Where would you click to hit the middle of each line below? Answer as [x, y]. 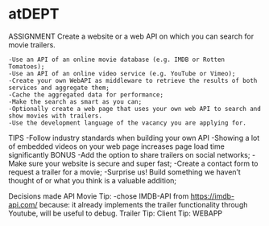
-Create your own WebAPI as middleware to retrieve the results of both [133, 80]
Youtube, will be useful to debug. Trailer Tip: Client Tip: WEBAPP [116, 213]
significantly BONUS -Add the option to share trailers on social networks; [129, 154]
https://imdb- [213, 196]
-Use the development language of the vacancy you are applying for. [128, 123]
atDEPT [34, 14]
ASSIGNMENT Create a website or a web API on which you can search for [131, 36]
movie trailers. [32, 44]
